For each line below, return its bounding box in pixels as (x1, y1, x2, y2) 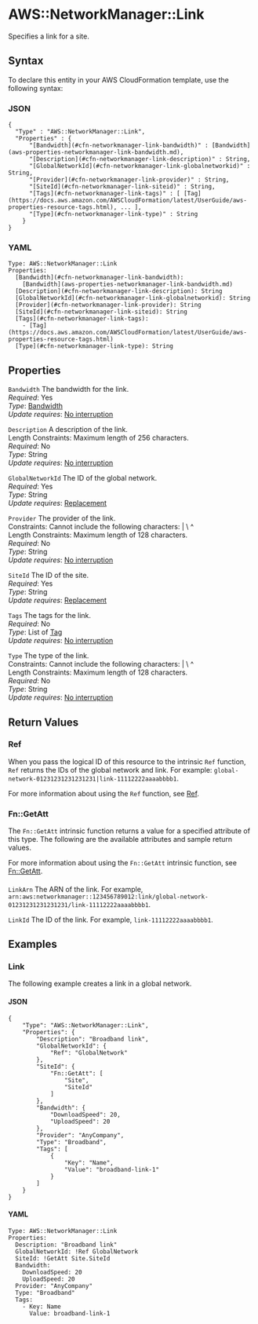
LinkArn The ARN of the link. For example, (8, 884, 144, 894)
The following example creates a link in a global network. (8, 979, 192, 989)
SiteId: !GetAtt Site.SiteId (15, 1254, 111, 1262)
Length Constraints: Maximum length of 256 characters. (8, 433, 190, 443)
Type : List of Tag (8, 627, 63, 637)
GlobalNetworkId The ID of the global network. (8, 474, 158, 483)
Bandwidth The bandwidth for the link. (8, 385, 129, 394)
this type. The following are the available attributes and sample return (8, 835, 233, 844)
